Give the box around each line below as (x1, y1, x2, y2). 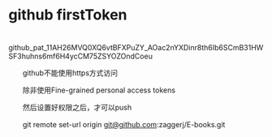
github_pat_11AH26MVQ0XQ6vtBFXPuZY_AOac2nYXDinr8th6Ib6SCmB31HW (8, 42, 264, 52)
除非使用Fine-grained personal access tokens (22, 85, 176, 95)
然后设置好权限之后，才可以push (22, 102, 132, 112)
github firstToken (8, 6, 127, 24)
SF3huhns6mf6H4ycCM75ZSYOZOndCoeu (8, 51, 153, 61)
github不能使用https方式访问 (22, 67, 119, 78)
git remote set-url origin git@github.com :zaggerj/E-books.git (22, 119, 226, 129)
